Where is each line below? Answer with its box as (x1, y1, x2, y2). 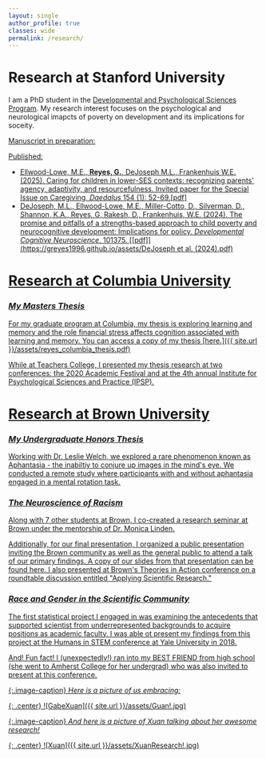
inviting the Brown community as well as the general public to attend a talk (8, 548, 253, 558)
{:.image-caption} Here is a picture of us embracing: (8, 685, 181, 695)
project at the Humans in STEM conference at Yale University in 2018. (8, 637, 237, 647)
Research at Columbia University (8, 272, 232, 290)
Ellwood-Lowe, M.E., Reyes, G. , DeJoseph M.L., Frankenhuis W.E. (19, 167, 236, 177)
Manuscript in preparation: (8, 136, 96, 146)
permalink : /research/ (8, 34, 84, 42)
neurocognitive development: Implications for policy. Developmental (19, 227, 244, 236)
